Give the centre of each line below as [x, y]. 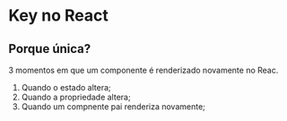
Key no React [58, 16]
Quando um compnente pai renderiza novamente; [113, 107]
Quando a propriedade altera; [76, 97]
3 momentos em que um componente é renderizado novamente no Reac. [143, 70]
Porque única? [50, 49]
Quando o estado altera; [66, 87]
